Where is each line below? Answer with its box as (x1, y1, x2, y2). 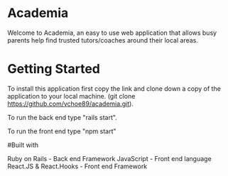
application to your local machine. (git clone (7, 92, 136, 100)
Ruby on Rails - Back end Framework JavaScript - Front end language (7, 154, 212, 163)
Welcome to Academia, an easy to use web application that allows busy (7, 28, 217, 37)
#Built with (7, 141, 39, 149)
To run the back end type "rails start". (7, 113, 117, 121)
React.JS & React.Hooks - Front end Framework (7, 162, 148, 170)
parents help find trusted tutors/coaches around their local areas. (7, 35, 199, 44)
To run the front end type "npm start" (7, 126, 116, 136)
